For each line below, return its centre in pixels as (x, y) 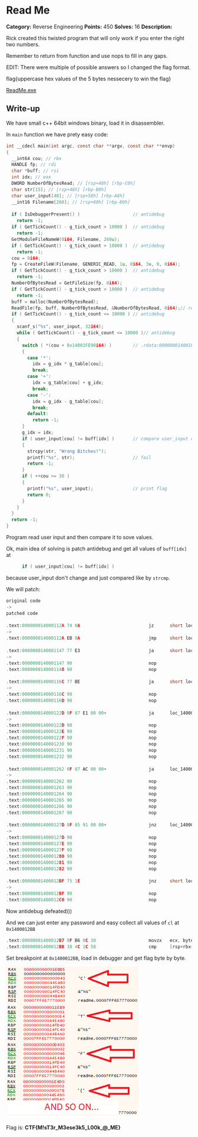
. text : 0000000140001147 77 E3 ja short (95, 650)
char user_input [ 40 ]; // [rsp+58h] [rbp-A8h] (68, 196)
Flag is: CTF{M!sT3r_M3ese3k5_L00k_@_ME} (63, 1127)
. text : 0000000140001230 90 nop (82, 744)
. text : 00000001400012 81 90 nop (82, 862)
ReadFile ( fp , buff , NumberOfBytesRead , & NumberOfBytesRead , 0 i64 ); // (98, 308)
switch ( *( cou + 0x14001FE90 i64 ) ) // (80, 345)
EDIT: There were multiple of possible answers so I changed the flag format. (98, 67)
